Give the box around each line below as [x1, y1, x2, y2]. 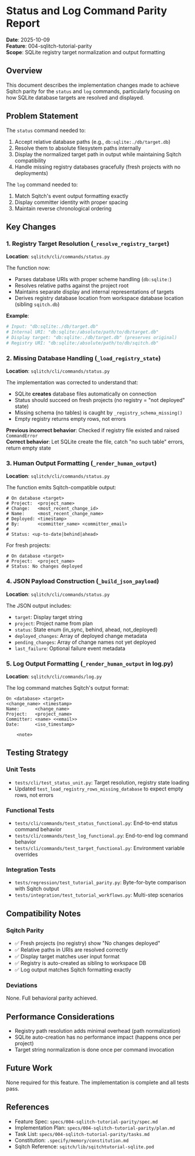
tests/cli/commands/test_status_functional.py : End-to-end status [14, 819, 178, 826]
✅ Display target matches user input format [14, 953, 120, 960]
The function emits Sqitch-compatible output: [6, 484, 116, 491]
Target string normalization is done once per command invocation [14, 1046, 174, 1053]
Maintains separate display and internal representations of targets [14, 288, 174, 295]
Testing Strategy [6, 747, 69, 758]
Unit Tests [6, 765, 36, 773]
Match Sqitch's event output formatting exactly [14, 192, 129, 199]
